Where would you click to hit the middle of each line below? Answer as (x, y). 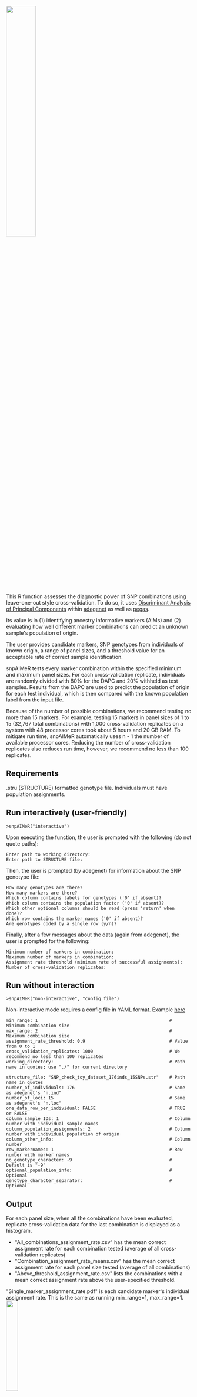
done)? (14, 913)
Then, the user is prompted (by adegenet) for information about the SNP (94, 870)
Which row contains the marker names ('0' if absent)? (75, 918)
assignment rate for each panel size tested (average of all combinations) (102, 1267)
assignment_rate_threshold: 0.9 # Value (97, 1042)
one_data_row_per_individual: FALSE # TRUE (96, 1109)
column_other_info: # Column (98, 1140)
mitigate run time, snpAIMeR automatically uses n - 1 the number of (88, 736)
